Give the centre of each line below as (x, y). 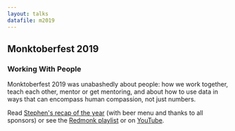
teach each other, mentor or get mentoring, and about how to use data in (113, 92)
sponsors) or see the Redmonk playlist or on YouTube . (86, 120)
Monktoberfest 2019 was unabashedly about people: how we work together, (118, 85)
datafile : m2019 (31, 20)
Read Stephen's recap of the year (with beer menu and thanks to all (105, 113)
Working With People (44, 69)
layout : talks (28, 14)
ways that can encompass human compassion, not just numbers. (102, 99)
